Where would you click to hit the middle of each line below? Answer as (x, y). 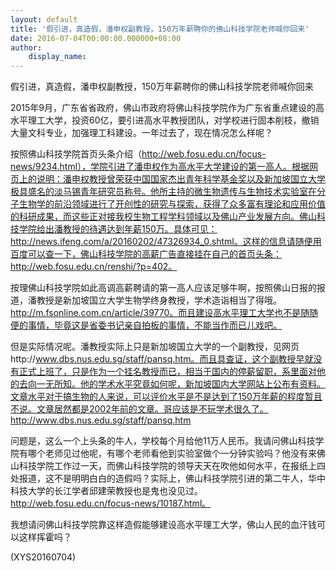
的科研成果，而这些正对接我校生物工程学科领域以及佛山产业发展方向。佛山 (163, 217)
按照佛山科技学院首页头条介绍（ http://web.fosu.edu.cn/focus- (138, 154)
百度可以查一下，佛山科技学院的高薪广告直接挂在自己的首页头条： (146, 254)
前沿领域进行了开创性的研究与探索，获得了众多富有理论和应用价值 (189, 204)
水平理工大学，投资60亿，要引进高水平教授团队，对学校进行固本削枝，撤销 (165, 120)
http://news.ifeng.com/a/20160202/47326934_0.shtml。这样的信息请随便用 (166, 242)
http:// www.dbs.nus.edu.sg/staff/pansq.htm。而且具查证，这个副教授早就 (162, 359)
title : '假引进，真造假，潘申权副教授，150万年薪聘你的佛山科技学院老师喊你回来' (160, 29)
